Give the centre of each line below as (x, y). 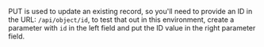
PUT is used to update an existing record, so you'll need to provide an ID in (130, 11)
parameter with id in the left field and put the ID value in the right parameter (132, 28)
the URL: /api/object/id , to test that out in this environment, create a (121, 20)
